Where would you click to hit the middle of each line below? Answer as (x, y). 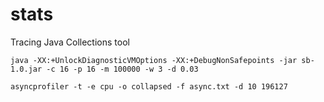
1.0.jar (26, 69)
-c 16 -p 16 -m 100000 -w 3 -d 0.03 (122, 69)
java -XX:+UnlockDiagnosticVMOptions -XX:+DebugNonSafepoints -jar (154, 60)
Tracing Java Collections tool (70, 42)
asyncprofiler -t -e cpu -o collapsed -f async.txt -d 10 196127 (149, 86)
